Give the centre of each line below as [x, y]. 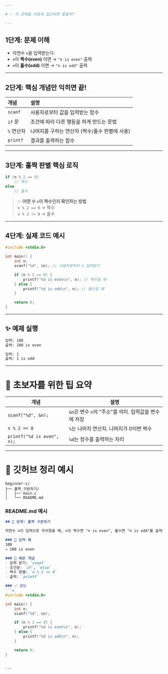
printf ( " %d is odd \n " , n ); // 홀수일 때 [63, 289]
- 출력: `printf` [22, 577]
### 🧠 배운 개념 [20, 558]
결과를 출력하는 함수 [52, 140]
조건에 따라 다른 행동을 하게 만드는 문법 [73, 122]
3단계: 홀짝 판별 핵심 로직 [42, 165]
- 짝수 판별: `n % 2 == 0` [31, 572]
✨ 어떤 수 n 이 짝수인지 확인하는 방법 [52, 201]
